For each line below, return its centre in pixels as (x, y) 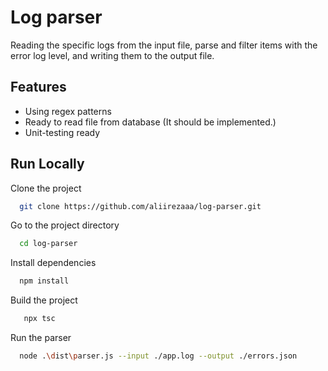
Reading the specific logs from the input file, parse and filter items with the (164, 45)
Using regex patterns (68, 111)
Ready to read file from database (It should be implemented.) (150, 122)
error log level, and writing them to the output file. (112, 55)
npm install (44, 281)
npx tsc (39, 319)
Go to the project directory (65, 225)
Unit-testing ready (62, 132)
